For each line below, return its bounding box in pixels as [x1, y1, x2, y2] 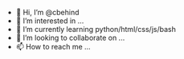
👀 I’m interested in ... [15, 16, 84, 26]
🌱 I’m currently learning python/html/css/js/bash [15, 25, 177, 33]
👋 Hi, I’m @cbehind [15, 8, 80, 17]
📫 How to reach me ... [15, 42, 91, 51]
